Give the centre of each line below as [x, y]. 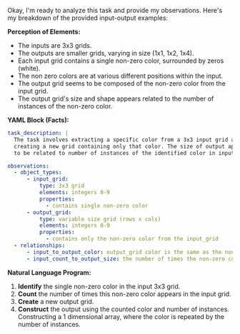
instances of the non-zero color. [65, 106]
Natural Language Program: [49, 272]
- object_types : [38, 173]
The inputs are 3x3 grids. [55, 45]
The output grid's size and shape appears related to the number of [116, 98]
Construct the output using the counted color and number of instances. [124, 309]
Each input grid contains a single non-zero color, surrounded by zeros [121, 61]
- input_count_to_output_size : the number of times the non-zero [125, 259]
